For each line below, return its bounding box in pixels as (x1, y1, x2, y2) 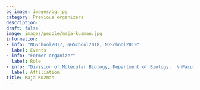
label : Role (11, 58, 42, 64)
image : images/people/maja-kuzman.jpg (6, 31, 102, 37)
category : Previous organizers (6, 14, 84, 20)
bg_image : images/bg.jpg (6, 8, 68, 15)
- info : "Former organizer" (6, 53, 76, 59)
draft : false (6, 25, 39, 31)
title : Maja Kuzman (6, 75, 55, 81)
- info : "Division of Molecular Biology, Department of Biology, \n (6, 63, 183, 70)
